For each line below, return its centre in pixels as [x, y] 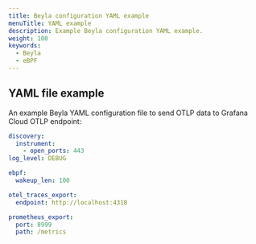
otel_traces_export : [43, 195]
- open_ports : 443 [54, 151]
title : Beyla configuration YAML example [79, 16]
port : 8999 [34, 225]
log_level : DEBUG [37, 159]
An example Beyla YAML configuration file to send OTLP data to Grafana [128, 113]
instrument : [36, 143]
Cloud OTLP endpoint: [45, 121]
